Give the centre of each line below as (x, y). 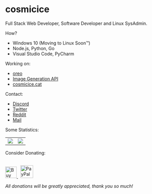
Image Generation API (35, 79)
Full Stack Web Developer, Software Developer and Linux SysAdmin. (76, 23)
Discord (21, 104)
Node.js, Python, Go (33, 48)
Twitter (20, 109)
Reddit (19, 114)
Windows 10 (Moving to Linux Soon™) (52, 43)
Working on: (18, 63)
